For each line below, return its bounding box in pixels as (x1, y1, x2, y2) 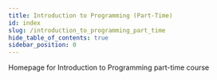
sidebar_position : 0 (8, 41, 77, 49)
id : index (8, 19, 41, 27)
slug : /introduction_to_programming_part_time (8, 26, 166, 34)
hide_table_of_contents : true (8, 33, 109, 42)
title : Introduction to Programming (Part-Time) (8, 11, 173, 20)
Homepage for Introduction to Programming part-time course (8, 63, 210, 72)
